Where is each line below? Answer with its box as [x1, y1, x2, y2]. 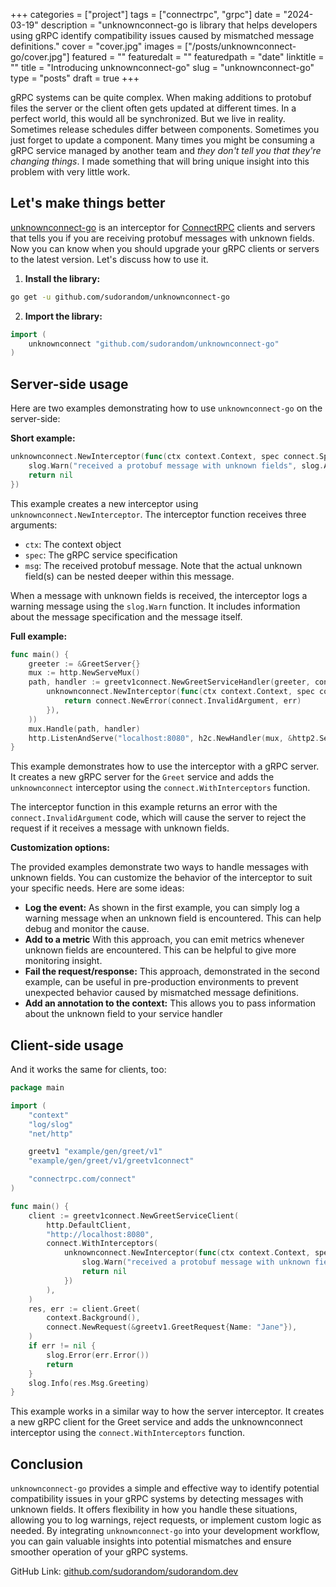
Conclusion [10, 1455, 84, 1473]
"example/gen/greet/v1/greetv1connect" [28, 1156, 195, 1166]
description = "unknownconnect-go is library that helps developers [40, 19, 318, 31]
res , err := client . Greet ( [28, 1304, 141, 1314]
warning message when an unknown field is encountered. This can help [24, 912, 322, 924]
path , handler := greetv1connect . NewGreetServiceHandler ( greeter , [28, 677, 311, 688]
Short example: [10, 432, 76, 444]
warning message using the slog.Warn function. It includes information [10, 600, 301, 612]
